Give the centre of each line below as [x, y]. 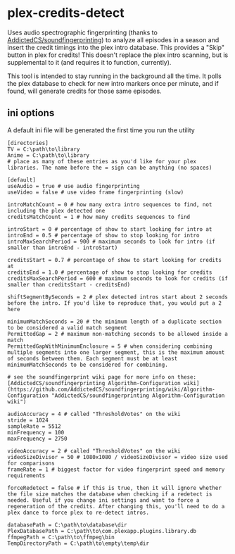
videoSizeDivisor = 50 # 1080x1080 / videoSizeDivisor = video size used [118, 457]
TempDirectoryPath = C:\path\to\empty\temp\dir [78, 543]
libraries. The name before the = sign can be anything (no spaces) [110, 168]
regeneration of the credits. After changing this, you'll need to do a [116, 506]
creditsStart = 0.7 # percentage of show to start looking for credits [114, 260]
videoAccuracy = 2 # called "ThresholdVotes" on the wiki [94, 451]
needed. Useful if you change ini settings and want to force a [103, 500]
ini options [31, 113]
